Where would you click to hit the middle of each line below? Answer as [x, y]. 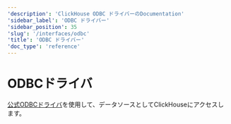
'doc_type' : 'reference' [44, 46]
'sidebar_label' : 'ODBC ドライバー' [59, 20]
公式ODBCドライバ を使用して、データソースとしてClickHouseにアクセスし [116, 104]
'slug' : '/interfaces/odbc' [49, 33]
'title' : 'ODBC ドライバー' [46, 40]
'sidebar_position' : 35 [42, 27]
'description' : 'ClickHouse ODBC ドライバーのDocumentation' [96, 14]
